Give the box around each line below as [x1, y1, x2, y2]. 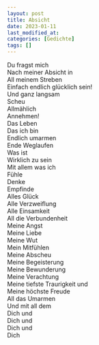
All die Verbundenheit [7, 214, 68, 222]
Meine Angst [7, 221, 43, 230]
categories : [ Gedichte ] [7, 36, 75, 43]
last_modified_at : [7, 29, 59, 36]
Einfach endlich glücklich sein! [7, 83, 93, 91]
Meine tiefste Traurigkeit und [7, 280, 89, 288]
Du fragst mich [7, 61, 49, 69]
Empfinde [7, 185, 34, 193]
